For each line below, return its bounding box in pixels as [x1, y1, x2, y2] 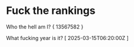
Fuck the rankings [6, 4, 96, 17]
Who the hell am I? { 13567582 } [6, 23, 83, 30]
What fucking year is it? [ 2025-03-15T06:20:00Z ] [6, 34, 129, 41]
